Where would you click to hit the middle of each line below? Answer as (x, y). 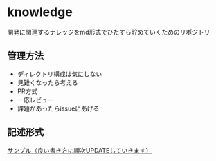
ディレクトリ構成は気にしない (60, 74)
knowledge (40, 12)
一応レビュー (35, 100)
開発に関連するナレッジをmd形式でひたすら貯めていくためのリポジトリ (109, 32)
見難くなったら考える (47, 82)
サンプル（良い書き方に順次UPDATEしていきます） (80, 150)
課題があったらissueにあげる (58, 108)
